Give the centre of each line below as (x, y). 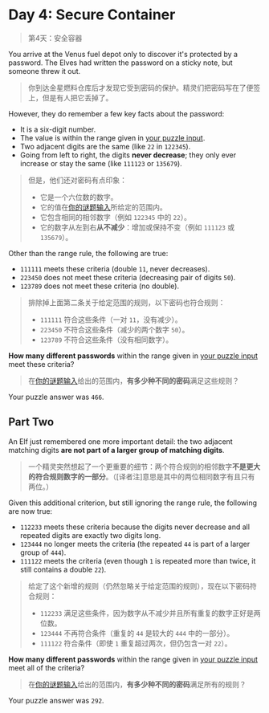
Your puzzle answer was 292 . (56, 700)
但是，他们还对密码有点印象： (77, 180)
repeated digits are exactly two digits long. (90, 535)
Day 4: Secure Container (92, 15)
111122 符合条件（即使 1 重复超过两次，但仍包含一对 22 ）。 (136, 643)
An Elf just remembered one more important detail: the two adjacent (120, 441)
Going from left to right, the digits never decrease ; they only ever (128, 155)
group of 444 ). (43, 552)
